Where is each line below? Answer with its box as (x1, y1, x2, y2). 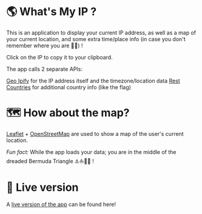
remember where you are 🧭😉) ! (6, 42, 83, 49)
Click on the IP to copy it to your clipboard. (6, 53, 113, 61)
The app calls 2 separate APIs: (6, 65, 83, 73)
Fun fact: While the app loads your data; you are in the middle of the (6, 148, 177, 155)
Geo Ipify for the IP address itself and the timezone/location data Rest (6, 77, 180, 84)
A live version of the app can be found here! (6, 201, 116, 208)
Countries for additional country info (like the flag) (6, 83, 132, 91)
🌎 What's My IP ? (6, 5, 97, 19)
